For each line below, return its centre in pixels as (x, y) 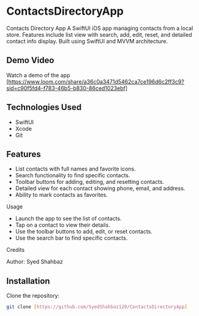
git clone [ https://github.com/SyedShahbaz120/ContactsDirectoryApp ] (97, 307)
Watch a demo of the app (38, 75)
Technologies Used (44, 107)
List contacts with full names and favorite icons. (75, 169)
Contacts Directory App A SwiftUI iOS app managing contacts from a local (100, 28)
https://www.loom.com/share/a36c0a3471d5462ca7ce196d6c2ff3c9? (96, 81)
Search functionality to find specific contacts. (73, 175)
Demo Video (30, 60)
